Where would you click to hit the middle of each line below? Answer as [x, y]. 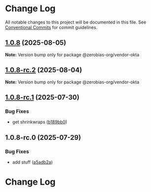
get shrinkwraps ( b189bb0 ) [40, 122]
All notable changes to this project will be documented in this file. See [76, 22]
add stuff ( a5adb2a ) [32, 162]
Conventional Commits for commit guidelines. [51, 27]
